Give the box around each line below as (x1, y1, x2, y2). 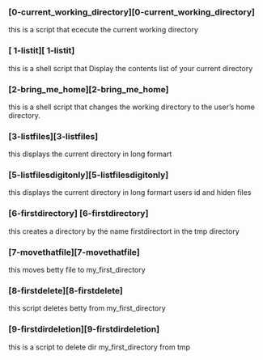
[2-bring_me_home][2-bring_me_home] (8, 83, 169, 95)
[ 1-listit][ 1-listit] (8, 45, 75, 57)
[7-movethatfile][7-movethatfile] (8, 246, 140, 257)
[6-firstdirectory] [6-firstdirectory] (8, 208, 149, 219)
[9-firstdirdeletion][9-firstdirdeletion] (8, 324, 160, 335)
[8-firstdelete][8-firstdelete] (8, 286, 123, 296)
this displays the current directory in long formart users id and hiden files (8, 188, 252, 197)
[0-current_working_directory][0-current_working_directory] (8, 6, 255, 18)
